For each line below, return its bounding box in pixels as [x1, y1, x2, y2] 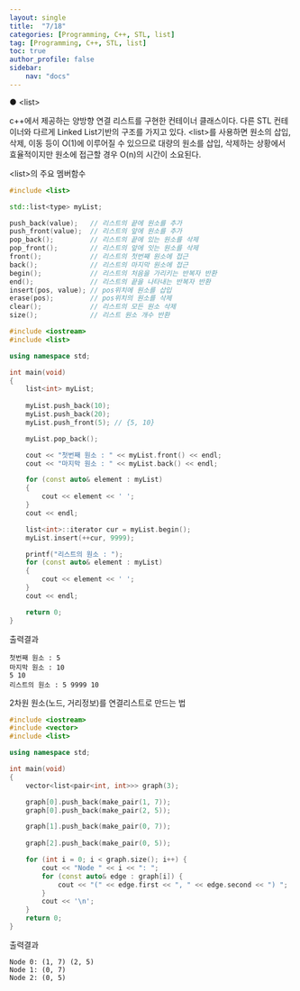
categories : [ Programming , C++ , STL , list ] [9, 30, 176, 39]
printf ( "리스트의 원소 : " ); [25, 550, 123, 559]
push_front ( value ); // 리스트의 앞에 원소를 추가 [9, 227, 183, 236]
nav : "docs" [25, 72, 70, 81]
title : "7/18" [9, 22, 67, 31]
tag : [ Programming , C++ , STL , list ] [9, 38, 147, 48]
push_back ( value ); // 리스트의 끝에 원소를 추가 [9, 218, 183, 228]
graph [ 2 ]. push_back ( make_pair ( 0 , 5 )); [25, 839, 171, 848]
